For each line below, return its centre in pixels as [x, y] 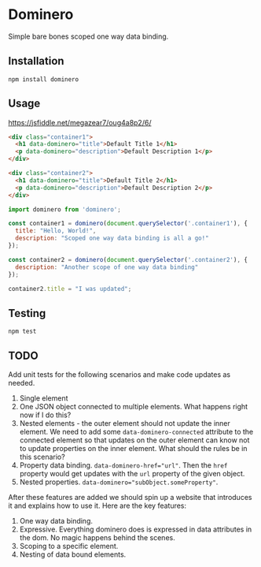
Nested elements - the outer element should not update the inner [125, 423]
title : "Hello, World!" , [56, 231]
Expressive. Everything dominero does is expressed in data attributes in [136, 529]
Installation [36, 61]
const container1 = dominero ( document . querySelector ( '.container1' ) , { [128, 224]
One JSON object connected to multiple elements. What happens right [134, 407]
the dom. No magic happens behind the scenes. [97, 538]
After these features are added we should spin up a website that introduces [130, 498]
